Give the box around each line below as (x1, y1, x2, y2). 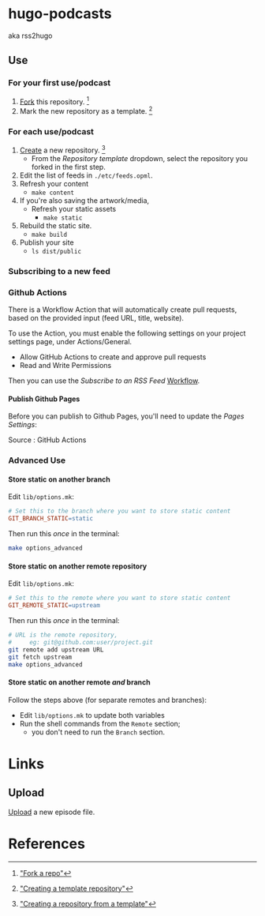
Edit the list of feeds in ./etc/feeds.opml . (19, 171, 154, 180)
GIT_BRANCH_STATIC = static (8, 515, 93, 523)
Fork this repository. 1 (19, 96, 89, 107)
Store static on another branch (8, 475, 110, 484)
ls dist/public (31, 247, 81, 255)
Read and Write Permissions (19, 361, 112, 370)
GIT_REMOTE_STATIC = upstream (8, 602, 101, 610)
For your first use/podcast (8, 77, 111, 88)
